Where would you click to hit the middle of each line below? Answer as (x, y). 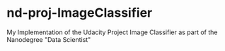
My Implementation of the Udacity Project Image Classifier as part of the (112, 32)
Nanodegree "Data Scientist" (49, 39)
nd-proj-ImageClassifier (80, 13)
